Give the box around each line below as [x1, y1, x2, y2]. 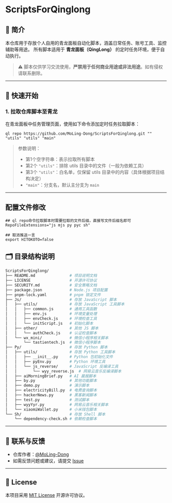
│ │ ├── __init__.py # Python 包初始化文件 [5, 355, 114, 360]
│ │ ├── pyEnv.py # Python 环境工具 [5, 359, 106, 364]
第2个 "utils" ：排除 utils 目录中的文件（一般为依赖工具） [25, 162, 147, 169]
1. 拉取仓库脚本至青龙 [5, 108, 58, 115]
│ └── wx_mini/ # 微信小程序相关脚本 [5, 335, 109, 340]
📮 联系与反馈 [5, 437, 45, 445]
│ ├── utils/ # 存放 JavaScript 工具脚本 [5, 302, 125, 307]
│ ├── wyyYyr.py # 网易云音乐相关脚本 [5, 402, 109, 407]
